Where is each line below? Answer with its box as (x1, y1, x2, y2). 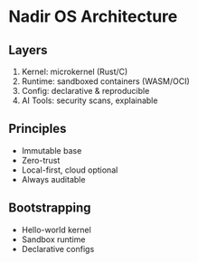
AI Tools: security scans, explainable (21, 95, 158, 106)
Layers (8, 42, 48, 58)
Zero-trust (21, 155, 61, 165)
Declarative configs (21, 243, 95, 254)
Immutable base (21, 145, 82, 155)
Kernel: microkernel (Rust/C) (21, 66, 128, 77)
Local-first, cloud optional (21, 164, 118, 175)
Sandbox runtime (21, 233, 86, 245)
